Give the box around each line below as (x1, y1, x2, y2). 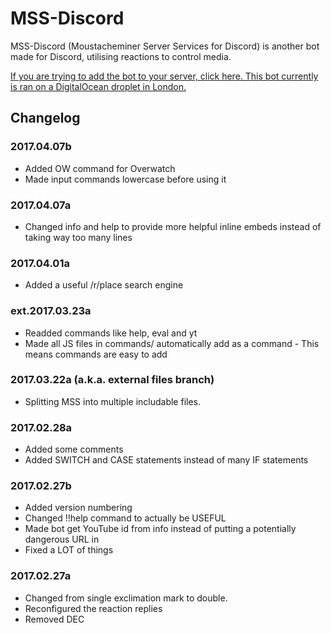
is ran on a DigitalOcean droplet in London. (10, 80, 187, 92)
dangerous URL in (24, 533, 100, 546)
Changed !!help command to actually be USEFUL (24, 512, 227, 524)
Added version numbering (24, 502, 133, 514)
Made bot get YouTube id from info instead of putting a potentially (24, 523, 297, 535)
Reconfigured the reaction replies (24, 602, 163, 614)
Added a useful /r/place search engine (24, 279, 184, 291)
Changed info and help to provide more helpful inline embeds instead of (24, 220, 322, 232)
